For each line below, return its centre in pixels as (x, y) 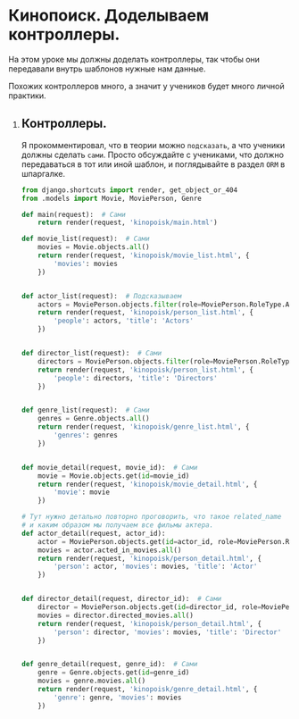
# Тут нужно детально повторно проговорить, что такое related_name (151, 517)
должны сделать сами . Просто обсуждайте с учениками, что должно (153, 155)
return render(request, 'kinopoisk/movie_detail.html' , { (148, 484)
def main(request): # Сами (73, 214)
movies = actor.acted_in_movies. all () (110, 550)
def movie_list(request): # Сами (85, 239)
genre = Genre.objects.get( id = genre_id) (114, 673)
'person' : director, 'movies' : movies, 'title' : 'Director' (168, 632)
